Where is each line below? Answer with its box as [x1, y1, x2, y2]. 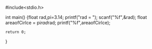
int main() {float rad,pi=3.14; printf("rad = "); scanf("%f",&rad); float [5, 14, 147, 20]
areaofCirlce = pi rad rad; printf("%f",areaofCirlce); [5, 20, 111, 26]
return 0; [5, 30, 27, 35]
